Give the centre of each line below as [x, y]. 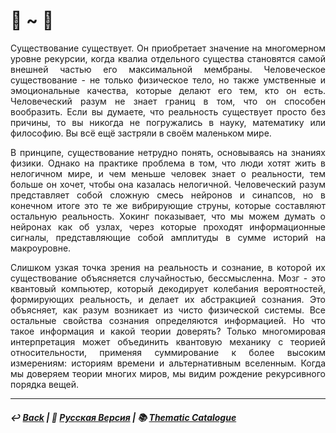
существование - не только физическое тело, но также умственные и [168, 80]
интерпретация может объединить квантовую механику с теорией [168, 341]
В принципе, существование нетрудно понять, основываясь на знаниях [168, 152]
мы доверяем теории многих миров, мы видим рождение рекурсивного [168, 373]
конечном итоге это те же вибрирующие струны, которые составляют [168, 205]
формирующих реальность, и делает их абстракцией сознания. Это [168, 299]
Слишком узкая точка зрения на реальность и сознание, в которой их [168, 267]
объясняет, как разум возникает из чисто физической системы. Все [168, 310]
